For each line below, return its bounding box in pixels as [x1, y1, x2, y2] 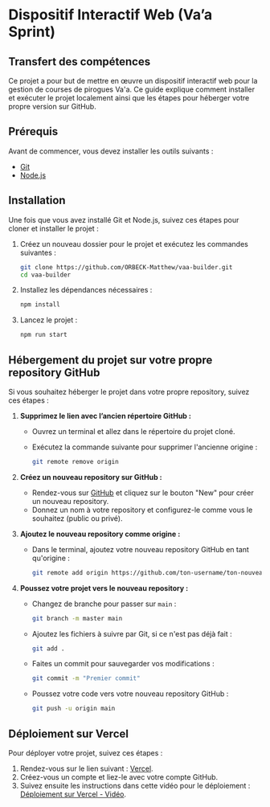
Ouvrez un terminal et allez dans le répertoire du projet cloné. [31, 426, 235, 436]
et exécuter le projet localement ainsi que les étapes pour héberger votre [8, 93, 250, 102]
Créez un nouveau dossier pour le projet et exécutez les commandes [19, 239, 249, 248]
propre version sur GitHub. [8, 102, 96, 111]
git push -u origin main [31, 705, 116, 713]
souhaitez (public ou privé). [31, 513, 123, 523]
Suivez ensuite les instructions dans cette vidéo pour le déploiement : [19, 781, 251, 790]
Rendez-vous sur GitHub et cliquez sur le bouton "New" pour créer [31, 488, 255, 498]
